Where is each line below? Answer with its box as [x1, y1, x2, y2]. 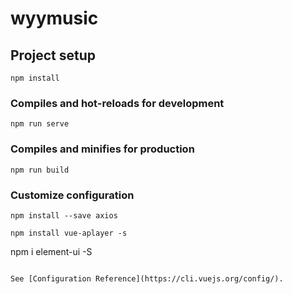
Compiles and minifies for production [10, 142, 195, 156]
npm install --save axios [10, 210, 118, 221]
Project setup [10, 47, 97, 64]
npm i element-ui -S [10, 245, 93, 257]
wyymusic [10, 7, 99, 30]
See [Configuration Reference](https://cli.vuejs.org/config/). [10, 273, 284, 284]
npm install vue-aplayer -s [10, 228, 128, 238]
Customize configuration [10, 188, 135, 202]
